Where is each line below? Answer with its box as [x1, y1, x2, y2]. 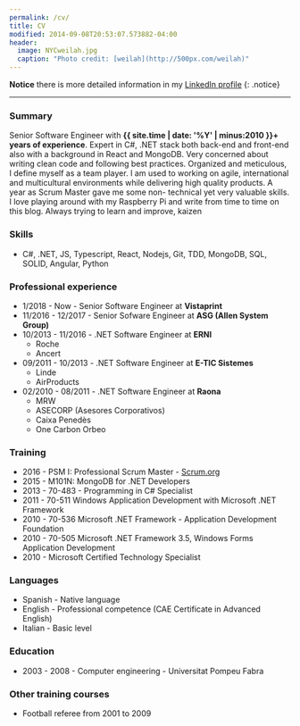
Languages [9, 574, 60, 587]
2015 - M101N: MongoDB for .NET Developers [21, 476, 190, 487]
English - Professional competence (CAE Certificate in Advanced [21, 604, 262, 614]
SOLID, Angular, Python [21, 258, 109, 269]
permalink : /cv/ [9, 13, 70, 22]
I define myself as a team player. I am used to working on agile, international [9, 168, 289, 179]
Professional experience [9, 280, 118, 293]
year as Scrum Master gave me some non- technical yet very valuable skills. [9, 187, 290, 197]
